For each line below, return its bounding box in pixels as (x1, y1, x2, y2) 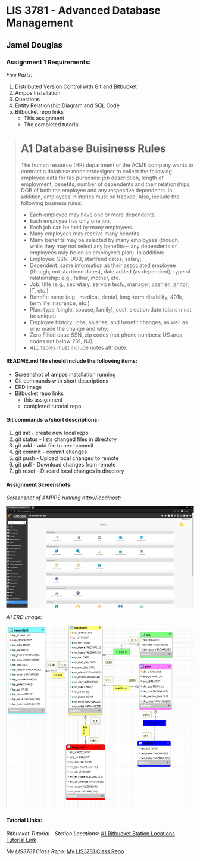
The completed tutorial (23, 120, 80, 128)
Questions (14, 95, 40, 102)
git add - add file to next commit (14, 442, 94, 449)
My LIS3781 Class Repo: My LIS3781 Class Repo (6, 847, 124, 855)
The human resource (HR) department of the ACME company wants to (20, 161, 193, 169)
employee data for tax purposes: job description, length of (20, 174, 164, 181)
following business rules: (20, 199, 82, 206)
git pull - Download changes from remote (14, 461, 116, 468)
